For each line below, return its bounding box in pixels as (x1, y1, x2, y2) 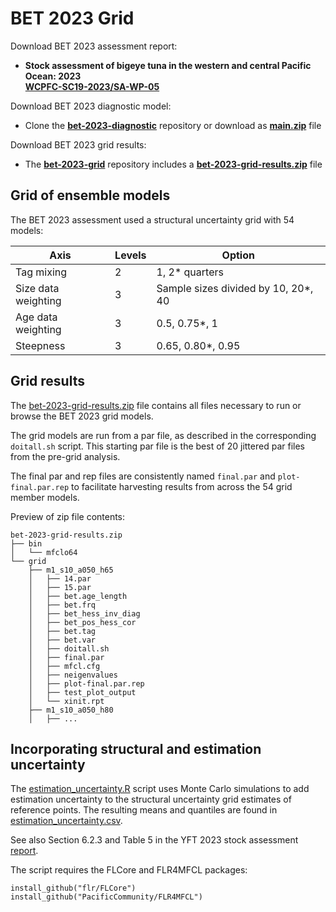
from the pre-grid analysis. (10, 450, 121, 462)
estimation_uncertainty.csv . (10, 815, 123, 827)
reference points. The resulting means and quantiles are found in (10, 804, 278, 816)
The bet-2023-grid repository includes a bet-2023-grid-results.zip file (24, 158, 323, 170)
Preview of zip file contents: (10, 510, 126, 522)
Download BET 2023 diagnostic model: (10, 100, 172, 112)
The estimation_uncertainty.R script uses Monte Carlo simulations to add (10, 783, 310, 795)
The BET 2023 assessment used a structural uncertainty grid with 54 (10, 213, 295, 226)
